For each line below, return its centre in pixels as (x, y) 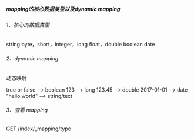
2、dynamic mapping (32, 59)
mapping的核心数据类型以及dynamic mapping (63, 9)
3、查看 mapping (27, 110)
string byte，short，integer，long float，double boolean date (81, 44)
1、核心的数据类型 (28, 25)
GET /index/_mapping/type (39, 129)
